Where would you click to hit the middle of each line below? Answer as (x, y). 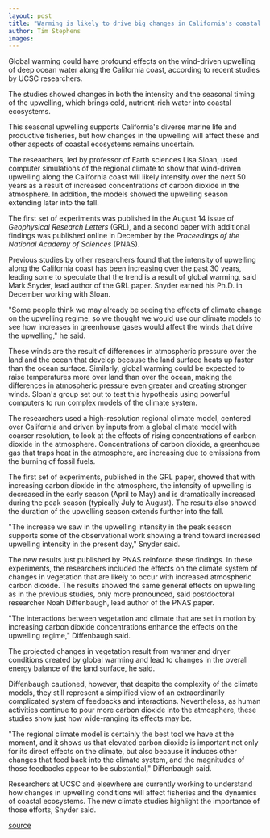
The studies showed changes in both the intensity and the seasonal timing (132, 95)
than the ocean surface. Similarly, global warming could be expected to (127, 368)
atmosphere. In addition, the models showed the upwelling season (118, 194)
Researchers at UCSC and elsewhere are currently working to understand (131, 784)
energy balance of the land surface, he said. (82, 668)
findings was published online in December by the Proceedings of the (124, 236)
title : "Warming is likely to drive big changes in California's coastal (135, 23)
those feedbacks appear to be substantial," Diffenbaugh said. (110, 769)
